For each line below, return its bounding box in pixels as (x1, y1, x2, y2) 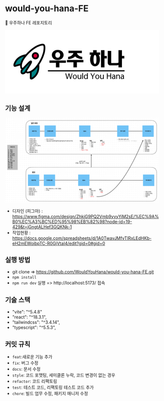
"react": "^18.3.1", (12, 314, 47, 320)
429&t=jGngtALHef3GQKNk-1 (12, 223, 72, 230)
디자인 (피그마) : (12, 208, 43, 214)
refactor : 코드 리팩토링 (12, 378, 58, 384)
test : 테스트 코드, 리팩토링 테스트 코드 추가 (12, 384, 94, 390)
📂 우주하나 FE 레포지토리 (5, 20, 52, 25)
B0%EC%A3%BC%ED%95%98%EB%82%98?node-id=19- (12, 219, 132, 224)
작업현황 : (12, 229, 31, 235)
